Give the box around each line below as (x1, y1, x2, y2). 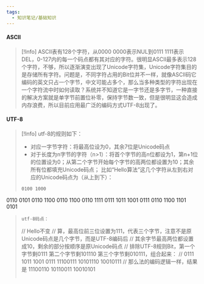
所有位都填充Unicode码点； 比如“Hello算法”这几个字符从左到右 (30, 166, 188, 173)
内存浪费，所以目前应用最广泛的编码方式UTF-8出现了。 (21, 101, 161, 109)
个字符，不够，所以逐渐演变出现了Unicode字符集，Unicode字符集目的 (21, 63, 197, 70)
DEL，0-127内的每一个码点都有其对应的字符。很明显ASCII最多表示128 (21, 56, 197, 63)
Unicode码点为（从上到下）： (41, 173, 113, 181)
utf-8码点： (21, 216, 49, 222)
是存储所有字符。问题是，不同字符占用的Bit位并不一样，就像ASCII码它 (21, 71, 197, 78)
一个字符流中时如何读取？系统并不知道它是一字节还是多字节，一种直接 (21, 86, 198, 93)
